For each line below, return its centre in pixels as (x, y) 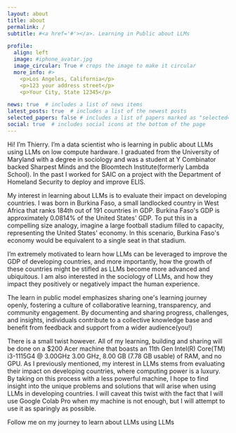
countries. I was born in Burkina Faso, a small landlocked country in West (113, 203)
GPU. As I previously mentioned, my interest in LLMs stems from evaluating (116, 363)
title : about (26, 20)
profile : (20, 46)
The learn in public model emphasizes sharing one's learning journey (107, 297)
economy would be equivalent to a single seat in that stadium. (97, 240)
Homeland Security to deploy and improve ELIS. (77, 182)
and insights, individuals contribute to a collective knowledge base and (110, 320)
